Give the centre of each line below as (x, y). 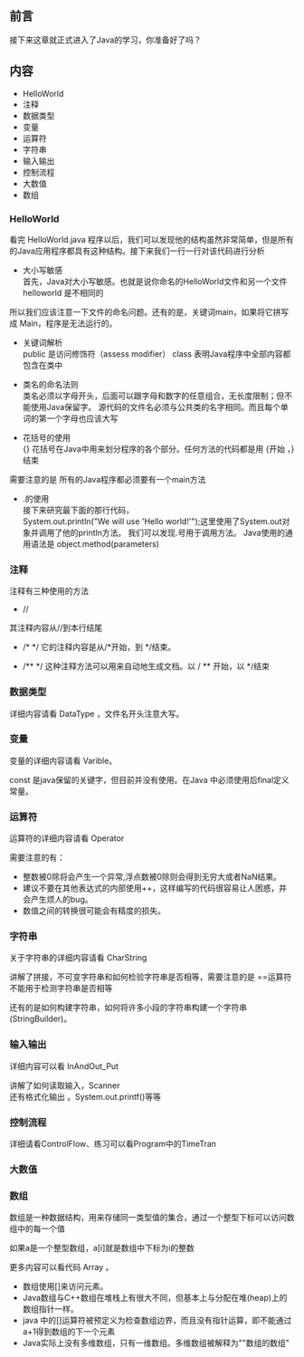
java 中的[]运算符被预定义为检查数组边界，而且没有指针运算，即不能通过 (157, 1321)
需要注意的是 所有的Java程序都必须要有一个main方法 (108, 479)
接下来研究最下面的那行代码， (78, 510)
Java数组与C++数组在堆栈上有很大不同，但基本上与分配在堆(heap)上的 (155, 1298)
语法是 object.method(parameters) (95, 544)
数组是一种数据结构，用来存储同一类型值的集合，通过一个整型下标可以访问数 (152, 1218)
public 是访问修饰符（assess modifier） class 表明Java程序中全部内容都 (157, 354)
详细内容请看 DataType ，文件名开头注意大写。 (97, 713)
